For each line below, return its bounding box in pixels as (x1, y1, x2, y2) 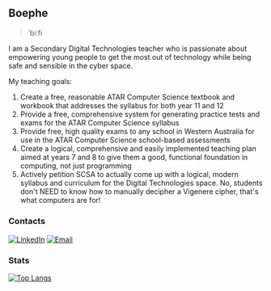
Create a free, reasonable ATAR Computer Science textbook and (19, 92, 235, 102)
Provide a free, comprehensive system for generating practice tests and (19, 109, 260, 119)
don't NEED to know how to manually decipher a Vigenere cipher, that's (19, 186, 259, 196)
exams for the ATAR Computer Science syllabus (19, 117, 180, 128)
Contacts (8, 215, 46, 226)
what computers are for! (19, 195, 101, 205)
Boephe (8, 6, 49, 20)
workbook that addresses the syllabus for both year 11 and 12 (19, 100, 224, 110)
